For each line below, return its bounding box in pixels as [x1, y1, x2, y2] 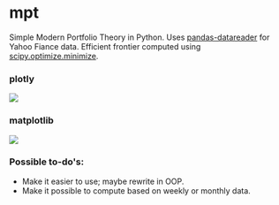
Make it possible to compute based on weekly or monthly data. [21, 185, 252, 196]
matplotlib [9, 114, 55, 126]
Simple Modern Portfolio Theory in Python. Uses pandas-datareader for [9, 32, 270, 42]
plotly [9, 72, 35, 85]
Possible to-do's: [9, 156, 85, 168]
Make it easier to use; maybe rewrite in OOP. [21, 176, 185, 186]
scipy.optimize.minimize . [9, 50, 99, 61]
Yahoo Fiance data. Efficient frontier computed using [9, 41, 201, 51]
